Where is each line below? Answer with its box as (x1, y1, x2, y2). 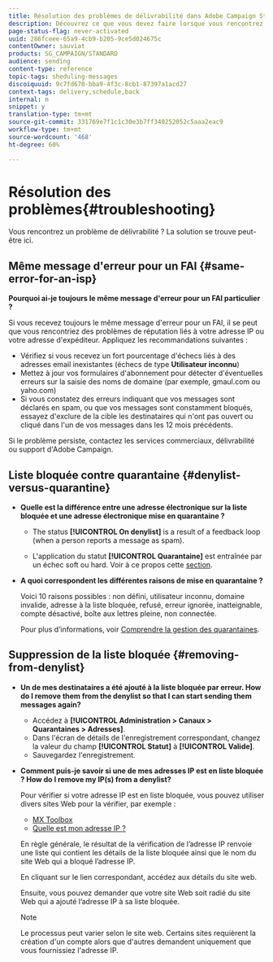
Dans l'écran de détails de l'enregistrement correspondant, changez (32, 732, 261, 742)
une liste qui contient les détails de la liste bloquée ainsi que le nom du (19, 847, 257, 857)
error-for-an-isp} (8, 272, 97, 286)
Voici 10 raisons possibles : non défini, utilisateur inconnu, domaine (19, 592, 245, 601)
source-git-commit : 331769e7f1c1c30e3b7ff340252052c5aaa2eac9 (8, 118, 223, 126)
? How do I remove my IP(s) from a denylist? (19, 774, 172, 784)
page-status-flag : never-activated (8, 27, 129, 35)
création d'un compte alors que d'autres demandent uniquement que (19, 937, 252, 947)
